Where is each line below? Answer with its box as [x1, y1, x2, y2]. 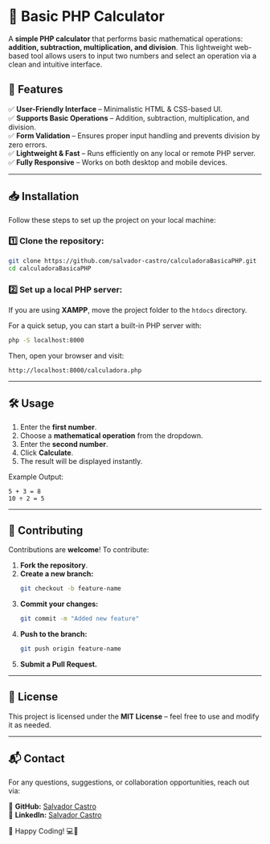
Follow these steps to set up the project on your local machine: [8, 215, 216, 224]
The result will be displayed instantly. [19, 456, 143, 465]
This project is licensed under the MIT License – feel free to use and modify [8, 711, 260, 721]
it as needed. [8, 719, 52, 730]
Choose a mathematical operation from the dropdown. [19, 430, 203, 440]
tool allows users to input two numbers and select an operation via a [31, 51, 257, 60]
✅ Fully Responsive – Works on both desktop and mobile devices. [8, 157, 227, 167]
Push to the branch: [19, 629, 88, 639]
